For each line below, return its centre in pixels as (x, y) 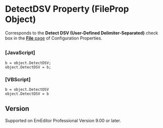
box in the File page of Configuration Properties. (54, 38)
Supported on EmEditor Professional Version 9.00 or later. (63, 120)
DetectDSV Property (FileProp (67, 9)
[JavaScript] (20, 53)
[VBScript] (18, 79)
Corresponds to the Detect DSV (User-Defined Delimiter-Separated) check (82, 33)
